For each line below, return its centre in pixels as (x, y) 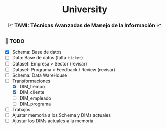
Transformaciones (31, 81)
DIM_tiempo (32, 86)
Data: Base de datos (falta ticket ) (47, 58)
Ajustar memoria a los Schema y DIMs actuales (61, 115)
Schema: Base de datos (37, 52)
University (85, 9)
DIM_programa (35, 104)
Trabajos (21, 110)
